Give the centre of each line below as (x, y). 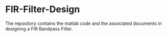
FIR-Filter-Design (43, 9)
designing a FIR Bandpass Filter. (39, 28)
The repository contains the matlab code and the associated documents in (83, 23)
